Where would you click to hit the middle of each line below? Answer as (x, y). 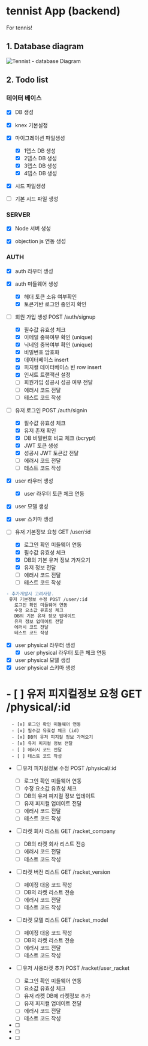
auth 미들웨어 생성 (36, 284)
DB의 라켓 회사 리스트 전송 (55, 844)
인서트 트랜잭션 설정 (47, 375)
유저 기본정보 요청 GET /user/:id (53, 532)
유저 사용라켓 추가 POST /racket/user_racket (76, 968)
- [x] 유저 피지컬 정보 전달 (42, 744)
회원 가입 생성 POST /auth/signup (55, 317)
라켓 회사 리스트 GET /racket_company (69, 831)
